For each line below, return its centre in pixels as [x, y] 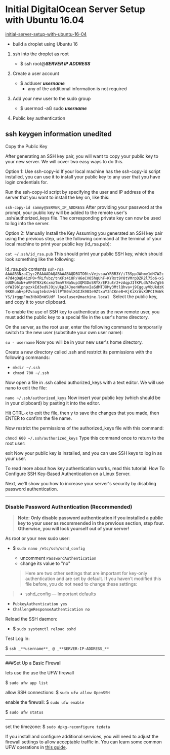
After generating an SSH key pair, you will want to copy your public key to [82, 156]
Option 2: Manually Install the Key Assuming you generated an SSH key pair [84, 233]
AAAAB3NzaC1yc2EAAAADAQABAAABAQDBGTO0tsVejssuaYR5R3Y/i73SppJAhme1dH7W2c [85, 274]
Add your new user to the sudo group [52, 98]
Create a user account [36, 73]
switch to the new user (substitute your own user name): [64, 332]
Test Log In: [17, 639]
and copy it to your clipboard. [36, 302]
